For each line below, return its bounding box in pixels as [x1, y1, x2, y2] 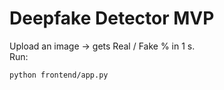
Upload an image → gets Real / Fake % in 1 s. [9, 40, 196, 52]
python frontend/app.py [9, 70, 109, 80]
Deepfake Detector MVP [9, 7, 215, 30]
